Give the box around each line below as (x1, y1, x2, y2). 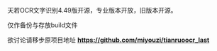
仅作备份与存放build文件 (7, 21, 78, 29)
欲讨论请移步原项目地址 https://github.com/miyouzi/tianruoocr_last (7, 36, 210, 44)
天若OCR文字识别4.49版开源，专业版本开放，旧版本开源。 (7, 6, 177, 14)
